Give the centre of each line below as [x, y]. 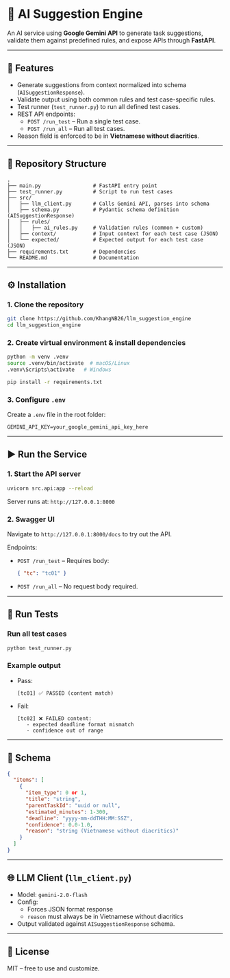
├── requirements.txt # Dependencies [72, 252]
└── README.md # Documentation [73, 258]
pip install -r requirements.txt [55, 382]
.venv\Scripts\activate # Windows [59, 370]
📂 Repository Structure [57, 164]
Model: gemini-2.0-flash [52, 894]
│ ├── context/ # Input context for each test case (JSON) [113, 234]
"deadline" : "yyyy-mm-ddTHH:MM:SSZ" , [79, 818]
